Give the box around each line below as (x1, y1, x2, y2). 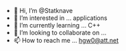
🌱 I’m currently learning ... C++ (13, 21, 101, 29)
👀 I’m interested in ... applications (13, 14, 108, 22)
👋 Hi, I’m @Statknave (13, 7, 73, 14)
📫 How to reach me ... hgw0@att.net (13, 37, 119, 44)
